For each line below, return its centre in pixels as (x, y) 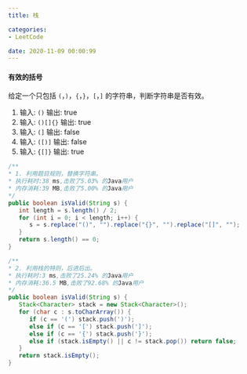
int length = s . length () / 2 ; (68, 210)
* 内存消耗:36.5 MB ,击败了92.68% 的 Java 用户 (76, 283)
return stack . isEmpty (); (59, 356)
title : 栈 (24, 15)
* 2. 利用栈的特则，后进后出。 (52, 268)
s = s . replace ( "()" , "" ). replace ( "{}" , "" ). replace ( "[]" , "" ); (134, 225)
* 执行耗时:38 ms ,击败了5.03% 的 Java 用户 (71, 181)
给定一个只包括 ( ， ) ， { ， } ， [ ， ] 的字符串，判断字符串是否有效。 (108, 96)
